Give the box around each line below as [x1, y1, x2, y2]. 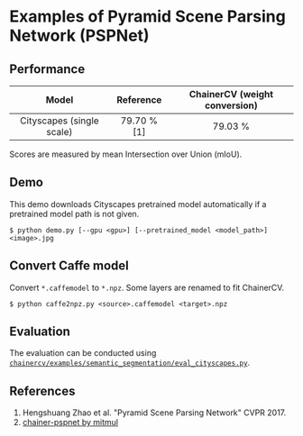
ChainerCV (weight [188, 88, 273, 100]
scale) [46, 126, 73, 138]
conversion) [204, 99, 259, 112]
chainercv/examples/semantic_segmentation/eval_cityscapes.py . [9, 358, 251, 368]
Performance [9, 61, 86, 77]
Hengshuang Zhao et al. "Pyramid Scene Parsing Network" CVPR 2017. [22, 407, 287, 418]
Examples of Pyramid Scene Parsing [9, 6, 286, 27]
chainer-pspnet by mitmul [22, 417, 119, 428]
